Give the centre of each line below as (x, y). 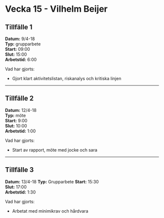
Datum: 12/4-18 (21, 110)
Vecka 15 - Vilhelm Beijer (56, 9)
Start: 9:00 (16, 120)
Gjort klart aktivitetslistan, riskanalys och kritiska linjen (67, 78)
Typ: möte (15, 115)
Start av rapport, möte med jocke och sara (55, 150)
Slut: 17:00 (16, 187)
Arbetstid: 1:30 (20, 192)
